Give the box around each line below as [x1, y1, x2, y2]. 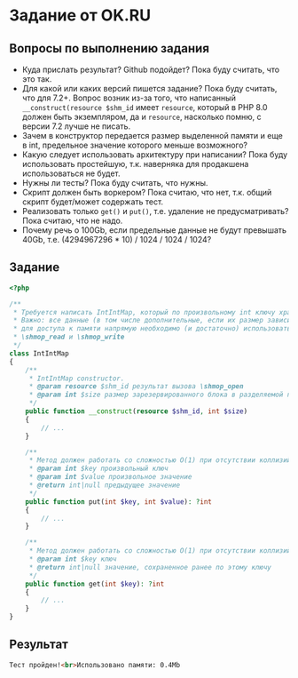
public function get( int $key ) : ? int [25, 579, 165, 588]
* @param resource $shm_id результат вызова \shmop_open [28, 382, 244, 391]
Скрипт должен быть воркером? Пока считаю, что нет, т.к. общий [21, 187, 272, 197]
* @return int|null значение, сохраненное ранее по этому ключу [28, 562, 272, 571]
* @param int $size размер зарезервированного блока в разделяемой [28, 390, 284, 400]
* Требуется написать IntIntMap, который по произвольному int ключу [12, 307, 276, 316]
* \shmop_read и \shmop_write [12, 332, 125, 342]
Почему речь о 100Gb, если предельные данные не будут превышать [21, 225, 286, 235]
